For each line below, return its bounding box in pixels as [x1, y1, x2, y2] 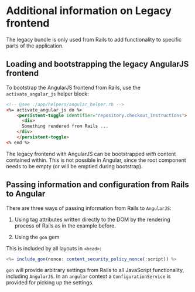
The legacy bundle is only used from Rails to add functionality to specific [6, 36, 182, 43]
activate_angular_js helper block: [6, 90, 89, 97]
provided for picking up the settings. [6, 279, 94, 286]
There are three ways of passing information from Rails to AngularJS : [6, 204, 172, 212]
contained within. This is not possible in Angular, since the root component [6, 157, 186, 164]
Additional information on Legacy [6, 4, 172, 18]
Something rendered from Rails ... [21, 123, 109, 130]
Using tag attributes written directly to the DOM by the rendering [14, 216, 171, 223]
